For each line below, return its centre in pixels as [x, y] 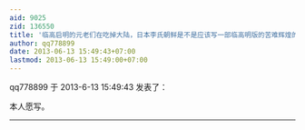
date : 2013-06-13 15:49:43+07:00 [73, 52]
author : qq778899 [42, 43]
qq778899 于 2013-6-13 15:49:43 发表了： [89, 87]
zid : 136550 [32, 26]
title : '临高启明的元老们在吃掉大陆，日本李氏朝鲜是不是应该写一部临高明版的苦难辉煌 [151, 35]
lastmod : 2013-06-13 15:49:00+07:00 [79, 60]
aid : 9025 [28, 18]
